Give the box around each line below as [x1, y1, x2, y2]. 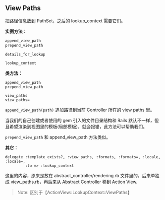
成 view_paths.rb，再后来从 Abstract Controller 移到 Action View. [5, 179, 138, 185]
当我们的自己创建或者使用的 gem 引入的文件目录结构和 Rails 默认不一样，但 [5, 118, 159, 124]
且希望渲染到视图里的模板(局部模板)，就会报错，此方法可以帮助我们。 [5, 124, 148, 130]
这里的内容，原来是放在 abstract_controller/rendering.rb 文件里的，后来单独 [5, 173, 160, 179]
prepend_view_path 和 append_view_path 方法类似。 [5, 134, 110, 140]
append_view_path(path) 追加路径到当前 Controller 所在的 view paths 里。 [5, 107, 155, 113]
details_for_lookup [5, 52, 46, 57]
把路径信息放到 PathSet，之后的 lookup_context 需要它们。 [5, 17, 125, 24]
